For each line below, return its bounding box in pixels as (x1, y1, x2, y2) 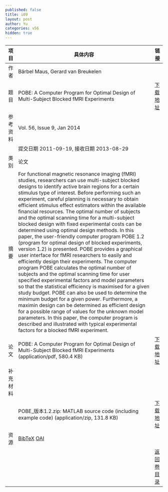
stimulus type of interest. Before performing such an (18, 189, 141, 196)
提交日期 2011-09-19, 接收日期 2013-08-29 (18, 145, 129, 152)
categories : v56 (5, 26, 39, 31)
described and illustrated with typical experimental (18, 320, 137, 327)
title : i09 (5, 12, 28, 17)
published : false (5, 7, 41, 12)
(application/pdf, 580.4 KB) (18, 353, 83, 360)
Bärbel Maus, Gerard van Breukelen (18, 68, 101, 75)
